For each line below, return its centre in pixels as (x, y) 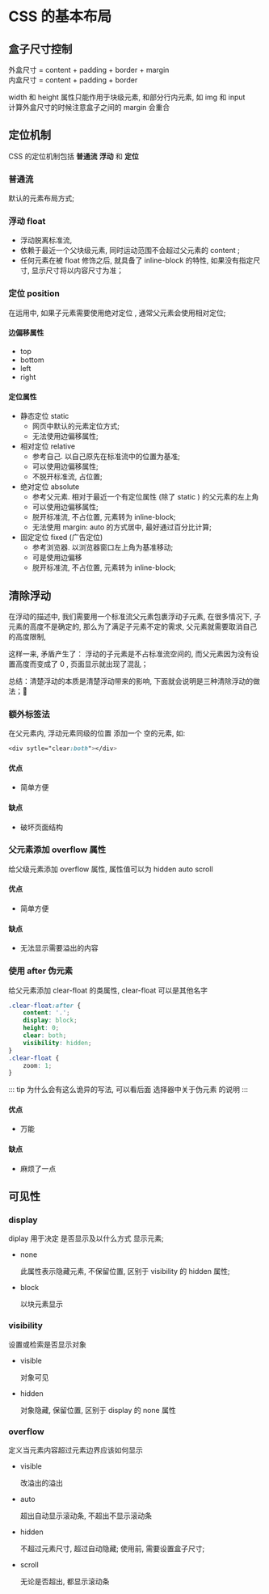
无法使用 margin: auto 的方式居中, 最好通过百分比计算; (122, 527)
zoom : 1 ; (38, 1065)
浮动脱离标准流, (46, 240)
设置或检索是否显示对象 (47, 1344)
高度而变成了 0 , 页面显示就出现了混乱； (82, 664)
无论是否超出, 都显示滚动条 (65, 1581)
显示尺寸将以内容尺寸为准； (77, 271)
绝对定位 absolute (50, 487)
